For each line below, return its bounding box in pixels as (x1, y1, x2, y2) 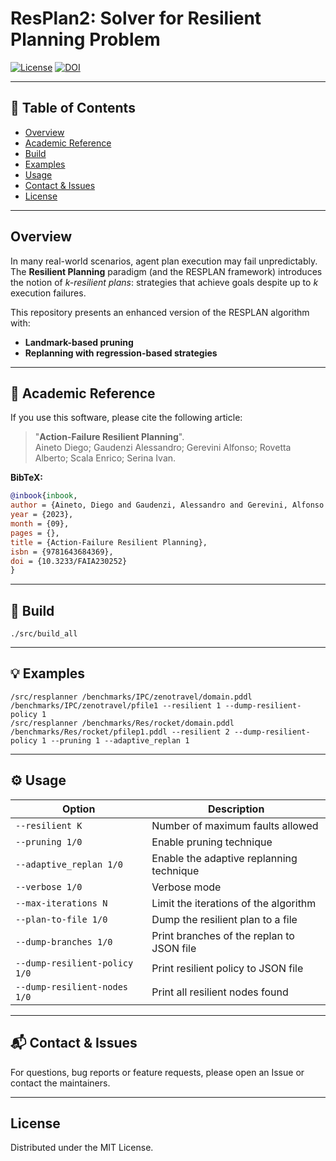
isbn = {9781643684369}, (10, 547, 114, 557)
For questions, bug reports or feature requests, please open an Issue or (10, 1066, 305, 1078)
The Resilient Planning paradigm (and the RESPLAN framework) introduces (10, 265, 323, 277)
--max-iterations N (15, 897, 108, 909)
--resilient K (15, 820, 83, 831)
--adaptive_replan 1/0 (15, 858, 123, 870)
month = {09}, (10, 519, 70, 529)
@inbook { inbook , (10, 491, 78, 501)
